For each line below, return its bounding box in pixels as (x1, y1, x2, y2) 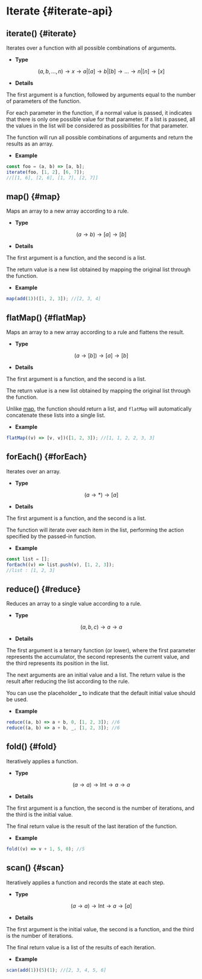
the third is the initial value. (6, 810, 74, 818)
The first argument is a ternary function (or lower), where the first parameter (6, 647, 196, 654)
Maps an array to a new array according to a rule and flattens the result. (6, 329, 185, 336)
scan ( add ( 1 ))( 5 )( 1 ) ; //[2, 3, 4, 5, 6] (6, 967, 107, 973)
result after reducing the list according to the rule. (6, 678, 130, 685)
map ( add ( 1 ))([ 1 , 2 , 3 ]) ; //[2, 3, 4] (6, 296, 101, 302)
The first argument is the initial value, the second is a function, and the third (6, 925, 194, 932)
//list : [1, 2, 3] (6, 567, 55, 573)
